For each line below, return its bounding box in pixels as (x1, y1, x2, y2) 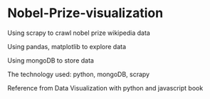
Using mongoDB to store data (7, 56, 95, 65)
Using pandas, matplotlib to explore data (7, 42, 127, 51)
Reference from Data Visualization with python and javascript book (7, 83, 204, 92)
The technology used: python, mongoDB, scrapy (7, 70, 150, 78)
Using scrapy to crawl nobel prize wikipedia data (7, 28, 151, 37)
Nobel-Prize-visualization (7, 5, 164, 21)
